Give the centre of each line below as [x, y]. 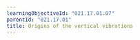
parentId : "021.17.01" [39, 20]
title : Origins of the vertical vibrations [70, 26]
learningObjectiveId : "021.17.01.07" [61, 13]
